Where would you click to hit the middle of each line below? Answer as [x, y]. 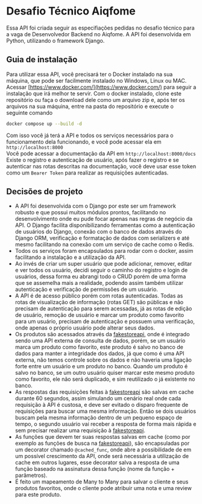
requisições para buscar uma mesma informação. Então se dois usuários [106, 411]
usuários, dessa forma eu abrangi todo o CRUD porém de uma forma [100, 276]
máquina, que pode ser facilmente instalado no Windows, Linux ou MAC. [96, 80]
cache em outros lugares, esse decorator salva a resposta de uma [97, 462]
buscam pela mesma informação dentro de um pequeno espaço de [99, 418]
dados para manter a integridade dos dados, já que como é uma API [99, 354]
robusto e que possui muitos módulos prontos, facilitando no [90, 212]
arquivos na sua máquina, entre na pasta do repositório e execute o [90, 106]
